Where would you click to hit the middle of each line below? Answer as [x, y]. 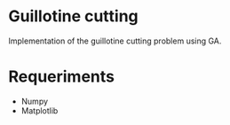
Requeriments [61, 77]
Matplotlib [40, 110]
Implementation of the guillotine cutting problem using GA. [115, 41]
